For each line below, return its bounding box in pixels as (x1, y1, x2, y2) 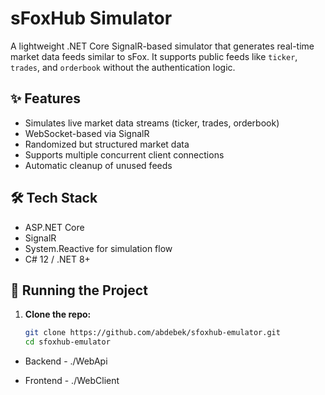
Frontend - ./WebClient (24, 375, 120, 387)
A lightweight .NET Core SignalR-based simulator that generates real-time (10, 40, 315, 52)
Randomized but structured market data (24, 138, 190, 150)
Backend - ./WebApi (24, 355, 108, 367)
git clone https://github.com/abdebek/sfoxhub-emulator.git (24, 328, 281, 338)
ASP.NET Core (24, 221, 85, 233)
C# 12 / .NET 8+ (24, 253, 91, 265)
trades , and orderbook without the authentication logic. (10, 61, 236, 73)
